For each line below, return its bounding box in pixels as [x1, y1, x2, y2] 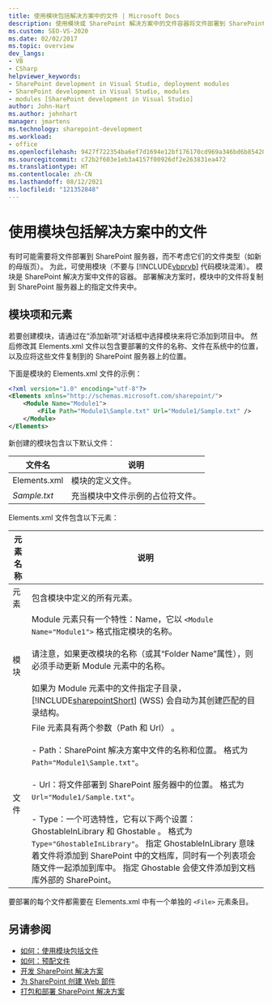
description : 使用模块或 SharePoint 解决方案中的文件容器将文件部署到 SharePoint [8, 19, 266, 28]
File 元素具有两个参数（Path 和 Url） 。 [31, 722, 180, 733]
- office [8, 140, 38, 149]
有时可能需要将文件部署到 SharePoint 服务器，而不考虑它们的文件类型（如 [8, 251, 255, 261]
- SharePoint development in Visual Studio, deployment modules [8, 80, 230, 88]
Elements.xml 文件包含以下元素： [8, 512, 119, 522]
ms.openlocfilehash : [8, 148, 79, 156]
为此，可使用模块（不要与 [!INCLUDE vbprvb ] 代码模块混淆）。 [49, 261, 254, 271]
